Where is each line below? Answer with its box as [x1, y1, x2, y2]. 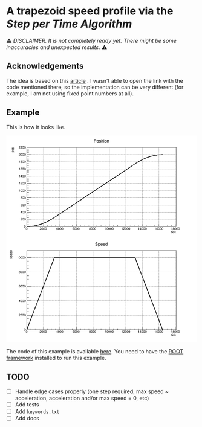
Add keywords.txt [15, 408, 60, 415]
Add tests [15, 401, 39, 408]
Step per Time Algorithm [6, 17, 132, 31]
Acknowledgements [6, 61, 84, 71]
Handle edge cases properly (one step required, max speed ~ [15, 388, 169, 395]
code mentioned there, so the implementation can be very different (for [6, 83, 184, 91]
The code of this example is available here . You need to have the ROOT [6, 348, 184, 355]
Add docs [15, 415, 39, 422]
